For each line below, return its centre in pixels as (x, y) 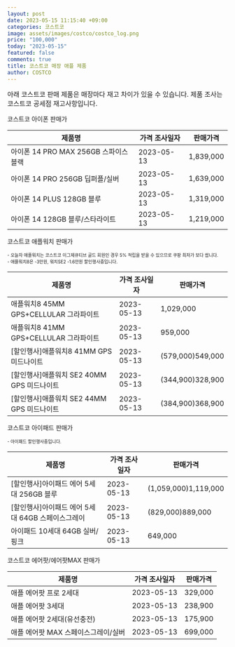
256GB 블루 (38, 494)
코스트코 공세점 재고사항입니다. (52, 104)
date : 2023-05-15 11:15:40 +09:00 (58, 20)
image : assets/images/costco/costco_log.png (73, 33)
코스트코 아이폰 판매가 (37, 119)
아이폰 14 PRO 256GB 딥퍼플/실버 (65, 178)
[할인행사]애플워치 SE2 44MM (59, 399)
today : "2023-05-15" (37, 46)
